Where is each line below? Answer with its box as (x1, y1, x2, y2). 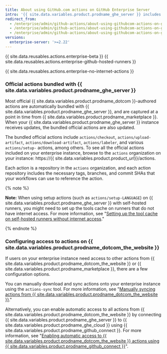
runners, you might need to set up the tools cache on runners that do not (5, 205, 154, 211)
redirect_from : (5, 16, 37, 21)
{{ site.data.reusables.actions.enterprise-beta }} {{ (5, 53, 108, 59)
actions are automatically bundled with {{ (5, 103, 89, 109)
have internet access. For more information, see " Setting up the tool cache (5, 211, 158, 217)
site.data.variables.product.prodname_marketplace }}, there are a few (5, 266, 148, 272)
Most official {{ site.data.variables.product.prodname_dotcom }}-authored (5, 98, 157, 104)
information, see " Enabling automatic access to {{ (5, 333, 107, 339)
